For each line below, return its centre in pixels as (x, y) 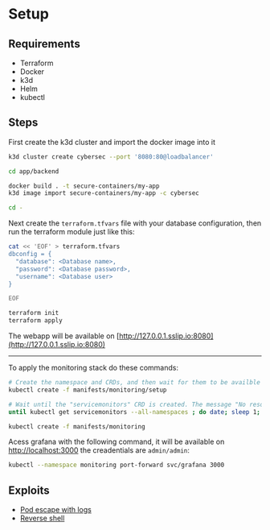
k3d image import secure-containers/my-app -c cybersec (104, 193)
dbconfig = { (30, 255)
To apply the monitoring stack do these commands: (94, 368)
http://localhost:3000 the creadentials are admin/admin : (99, 450)
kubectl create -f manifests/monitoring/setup (88, 390)
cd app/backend (34, 171)
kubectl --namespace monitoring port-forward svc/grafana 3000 (117, 465)
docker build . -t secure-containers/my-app (84, 186)
